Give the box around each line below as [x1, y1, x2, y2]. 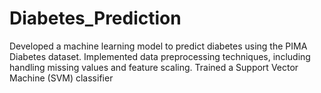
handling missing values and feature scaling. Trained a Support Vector [9, 61, 299, 73]
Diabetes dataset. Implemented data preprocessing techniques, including [9, 50, 311, 62]
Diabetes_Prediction [9, 7, 182, 30]
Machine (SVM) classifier [9, 72, 114, 84]
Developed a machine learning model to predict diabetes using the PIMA [9, 40, 308, 52]
